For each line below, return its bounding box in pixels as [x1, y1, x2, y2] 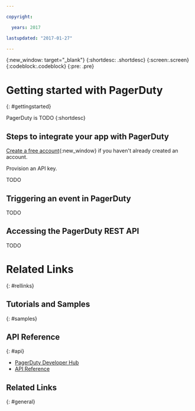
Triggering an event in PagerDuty [6, 193, 131, 204]
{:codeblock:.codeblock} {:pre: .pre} [6, 63, 95, 70]
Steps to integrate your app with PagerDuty [6, 131, 170, 142]
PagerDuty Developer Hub [14, 359, 79, 366]
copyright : [6, 14, 33, 19]
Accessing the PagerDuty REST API [6, 226, 139, 236]
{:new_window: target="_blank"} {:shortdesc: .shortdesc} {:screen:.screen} [6, 57, 190, 64]
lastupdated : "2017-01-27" [6, 35, 73, 41]
